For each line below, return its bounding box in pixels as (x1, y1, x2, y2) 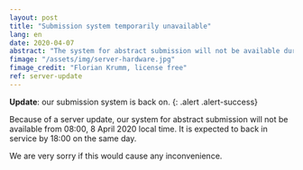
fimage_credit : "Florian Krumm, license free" (9, 64, 188, 73)
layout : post (9, 13, 59, 22)
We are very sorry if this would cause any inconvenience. (9, 150, 223, 161)
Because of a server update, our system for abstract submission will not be (9, 113, 289, 124)
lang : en (9, 30, 42, 39)
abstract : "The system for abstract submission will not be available (9, 47, 280, 56)
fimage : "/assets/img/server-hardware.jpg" (9, 55, 176, 64)
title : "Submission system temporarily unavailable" (9, 22, 212, 31)
